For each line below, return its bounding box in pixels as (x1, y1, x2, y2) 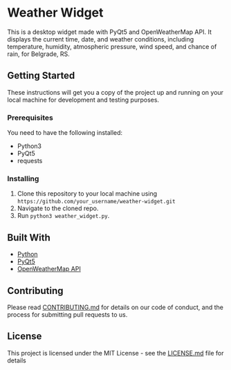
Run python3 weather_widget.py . (17, 212, 110, 220)
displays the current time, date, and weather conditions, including (7, 35, 194, 43)
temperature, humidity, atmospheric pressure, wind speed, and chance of (7, 42, 217, 50)
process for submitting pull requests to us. (7, 310, 128, 319)
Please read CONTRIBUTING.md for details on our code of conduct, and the (7, 303, 223, 311)
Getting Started (7, 70, 75, 82)
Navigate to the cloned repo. (17, 204, 99, 212)
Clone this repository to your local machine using (17, 189, 158, 198)
